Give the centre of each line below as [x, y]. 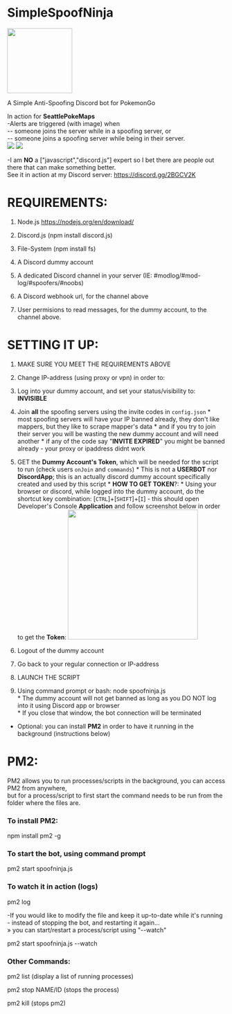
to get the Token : [42, 637]
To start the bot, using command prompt [77, 853]
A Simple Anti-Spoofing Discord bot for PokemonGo [81, 102]
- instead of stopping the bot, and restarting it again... [84, 923]
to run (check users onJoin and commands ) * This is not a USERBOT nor [117, 469]
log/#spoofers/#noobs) [51, 282]
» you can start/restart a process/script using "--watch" [87, 930]
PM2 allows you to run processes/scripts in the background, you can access [116, 781]
